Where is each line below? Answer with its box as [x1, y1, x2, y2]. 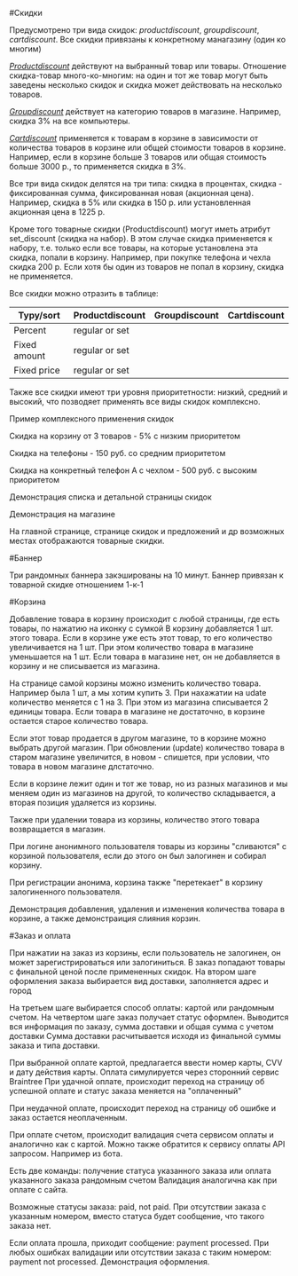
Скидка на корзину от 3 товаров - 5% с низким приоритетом [9, 430, 241, 441]
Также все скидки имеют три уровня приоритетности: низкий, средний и [9, 387, 288, 398]
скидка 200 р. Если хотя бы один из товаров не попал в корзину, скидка [9, 262, 285, 272]
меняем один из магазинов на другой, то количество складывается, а [9, 788, 277, 798]
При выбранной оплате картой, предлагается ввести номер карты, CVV [9, 1058, 283, 1067]
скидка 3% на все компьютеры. [9, 115, 130, 126]
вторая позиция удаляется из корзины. [9, 798, 157, 807]
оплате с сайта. [9, 1185, 68, 1194]
